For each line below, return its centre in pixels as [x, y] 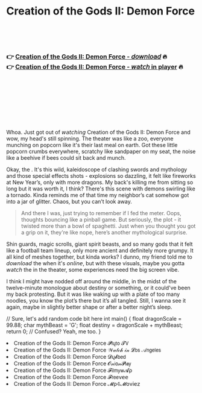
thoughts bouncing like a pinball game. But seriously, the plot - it [101, 220]
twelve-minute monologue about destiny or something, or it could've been [99, 288]
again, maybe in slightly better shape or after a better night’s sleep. [89, 307]
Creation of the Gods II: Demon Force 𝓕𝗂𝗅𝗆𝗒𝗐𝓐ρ [73, 370]
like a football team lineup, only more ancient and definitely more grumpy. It [100, 251]
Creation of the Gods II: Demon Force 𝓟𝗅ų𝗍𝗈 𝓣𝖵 [71, 343]
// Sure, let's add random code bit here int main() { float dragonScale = [94, 319]
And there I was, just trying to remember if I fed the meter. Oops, [101, 213]
